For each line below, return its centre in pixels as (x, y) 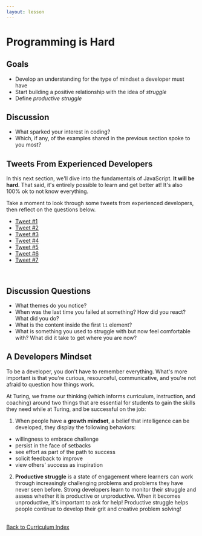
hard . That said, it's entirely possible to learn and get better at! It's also (95, 185)
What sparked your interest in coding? (63, 132)
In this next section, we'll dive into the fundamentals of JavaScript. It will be (100, 178)
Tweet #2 (27, 228)
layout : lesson (25, 12)
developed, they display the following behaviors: (75, 427)
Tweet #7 (27, 260)
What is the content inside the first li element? (73, 325)
